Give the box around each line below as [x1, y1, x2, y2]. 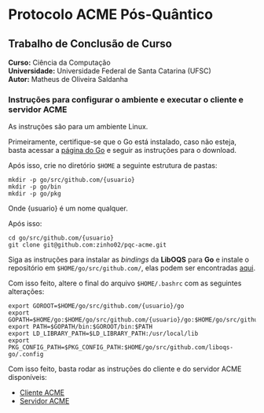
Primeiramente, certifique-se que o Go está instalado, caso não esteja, [8, 137, 237, 147]
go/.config [8, 351, 44, 359]
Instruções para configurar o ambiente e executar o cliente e [8, 94, 244, 105]
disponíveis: [8, 373, 47, 382]
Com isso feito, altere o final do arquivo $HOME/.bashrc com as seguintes [8, 278, 242, 288]
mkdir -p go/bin [8, 183, 61, 191]
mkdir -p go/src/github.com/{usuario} [8, 176, 135, 184]
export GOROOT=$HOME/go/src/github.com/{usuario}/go [8, 302, 185, 311]
